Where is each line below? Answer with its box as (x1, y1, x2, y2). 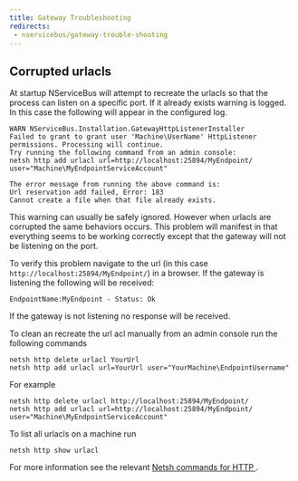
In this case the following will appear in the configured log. (9, 107, 228, 118)
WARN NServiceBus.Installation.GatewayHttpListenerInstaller (9, 124, 245, 134)
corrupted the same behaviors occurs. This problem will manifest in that (9, 221, 278, 232)
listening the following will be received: (9, 277, 155, 288)
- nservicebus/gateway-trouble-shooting (13, 30, 168, 39)
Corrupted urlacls (9, 63, 111, 79)
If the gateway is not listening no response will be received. (9, 311, 231, 322)
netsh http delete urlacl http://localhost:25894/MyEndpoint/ (9, 397, 249, 406)
